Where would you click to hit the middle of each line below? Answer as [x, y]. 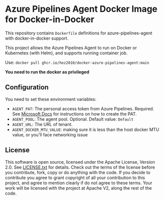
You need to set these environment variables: [51, 99]
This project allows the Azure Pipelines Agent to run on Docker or [71, 48]
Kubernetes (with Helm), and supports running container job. [66, 53]
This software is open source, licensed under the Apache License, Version [80, 162]
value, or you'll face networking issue [50, 135]
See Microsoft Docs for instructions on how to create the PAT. [74, 114]
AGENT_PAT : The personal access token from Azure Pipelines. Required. [83, 108]
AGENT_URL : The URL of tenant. [42, 124]
